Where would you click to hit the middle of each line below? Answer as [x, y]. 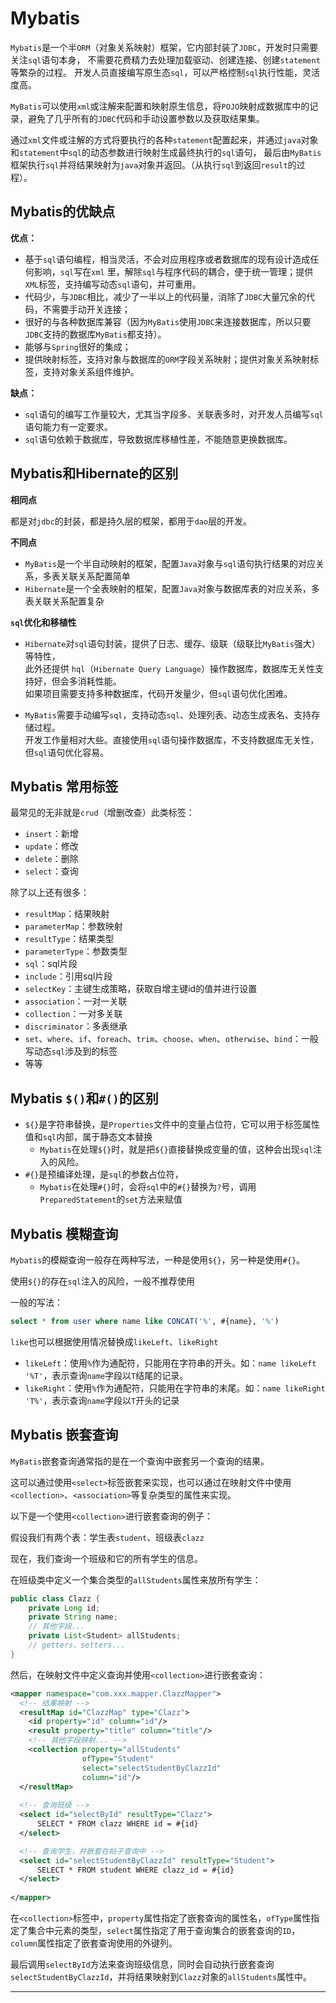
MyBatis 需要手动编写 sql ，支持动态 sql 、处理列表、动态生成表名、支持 [168, 714]
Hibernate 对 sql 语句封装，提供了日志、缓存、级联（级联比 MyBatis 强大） [172, 643]
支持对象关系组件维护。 [91, 371]
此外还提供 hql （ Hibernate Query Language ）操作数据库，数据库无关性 [170, 668]
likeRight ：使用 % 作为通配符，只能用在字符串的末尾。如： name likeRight [175, 1388]
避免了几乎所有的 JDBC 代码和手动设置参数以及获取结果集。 [146, 118]
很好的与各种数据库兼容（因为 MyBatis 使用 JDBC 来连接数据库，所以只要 [168, 321]
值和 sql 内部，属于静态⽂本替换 [88, 1137]
